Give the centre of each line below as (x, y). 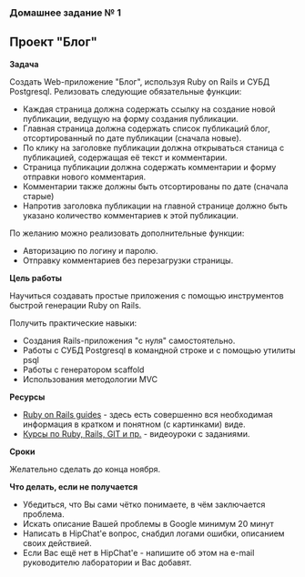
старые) (38, 196)
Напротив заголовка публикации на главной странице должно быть (155, 206)
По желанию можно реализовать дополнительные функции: (127, 233)
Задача (24, 64)
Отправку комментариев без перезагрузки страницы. (128, 260)
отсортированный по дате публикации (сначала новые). (132, 137)
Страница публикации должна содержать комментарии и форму (149, 167)
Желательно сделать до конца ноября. (85, 469)
